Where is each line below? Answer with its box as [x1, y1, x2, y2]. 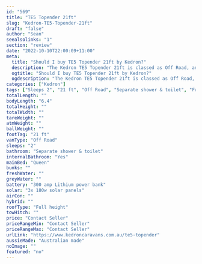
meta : [6, 53, 20, 59]
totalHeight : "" [6, 103, 47, 110]
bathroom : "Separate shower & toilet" [6, 148, 103, 154]
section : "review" [6, 43, 52, 49]
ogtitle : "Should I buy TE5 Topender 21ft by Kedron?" [11, 70, 152, 76]
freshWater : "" [6, 170, 44, 177]
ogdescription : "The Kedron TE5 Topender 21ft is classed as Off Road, [11, 76, 195, 82]
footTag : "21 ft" [6, 131, 50, 138]
